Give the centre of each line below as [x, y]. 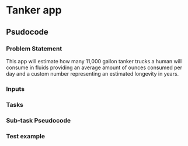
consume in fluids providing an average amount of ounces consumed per [94, 67]
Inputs [15, 89]
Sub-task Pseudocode [39, 120]
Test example [26, 136]
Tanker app [34, 10]
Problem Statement [34, 49]
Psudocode [27, 32]
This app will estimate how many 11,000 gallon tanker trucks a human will [94, 61]
